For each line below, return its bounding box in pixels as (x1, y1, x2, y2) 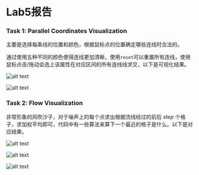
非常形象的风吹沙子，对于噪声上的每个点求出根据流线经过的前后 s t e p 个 (6, 113, 181, 120)
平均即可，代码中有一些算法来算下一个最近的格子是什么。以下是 (31, 121, 188, 128)
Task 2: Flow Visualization (6, 99, 83, 107)
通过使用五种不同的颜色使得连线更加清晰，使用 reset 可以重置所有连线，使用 (6, 54, 191, 61)
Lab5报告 (6, 5, 52, 19)
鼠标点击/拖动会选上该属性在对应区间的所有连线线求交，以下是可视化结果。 (6, 61, 190, 68)
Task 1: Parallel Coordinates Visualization (6, 27, 127, 35)
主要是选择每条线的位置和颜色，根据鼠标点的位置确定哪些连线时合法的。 (6, 41, 182, 48)
